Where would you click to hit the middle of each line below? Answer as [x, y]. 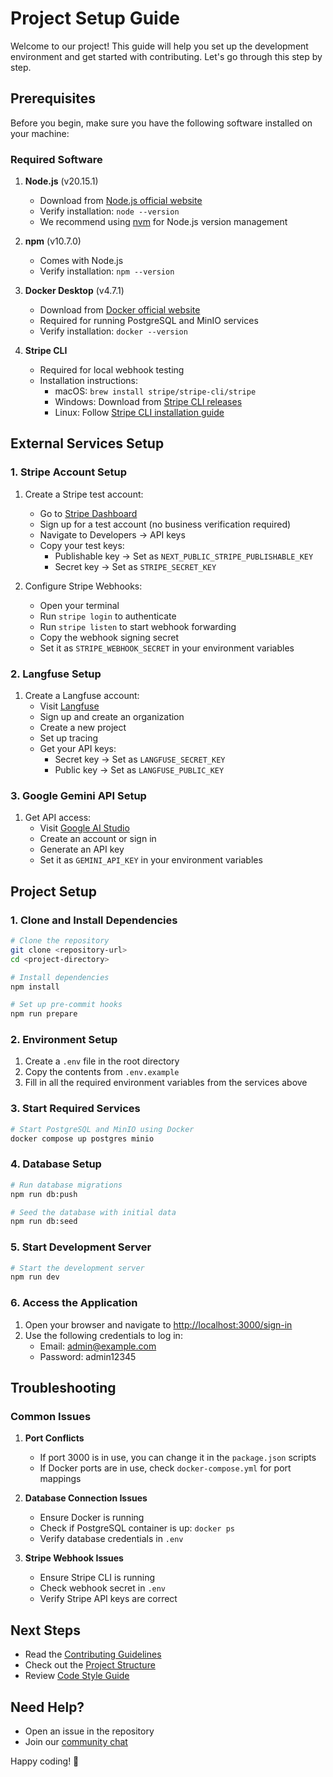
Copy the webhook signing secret [109, 637]
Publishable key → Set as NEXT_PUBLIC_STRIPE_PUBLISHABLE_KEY [184, 556]
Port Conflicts [54, 1438]
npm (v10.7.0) [53, 241]
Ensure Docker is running [92, 1518]
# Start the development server [77, 1268]
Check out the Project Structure [90, 1665]
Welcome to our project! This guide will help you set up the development [159, 46]
